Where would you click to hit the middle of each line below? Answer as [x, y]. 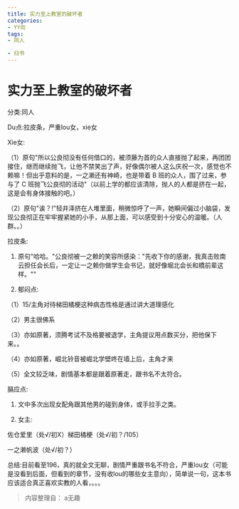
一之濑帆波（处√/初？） [42, 449]
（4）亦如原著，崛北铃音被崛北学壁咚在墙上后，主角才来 [91, 359]
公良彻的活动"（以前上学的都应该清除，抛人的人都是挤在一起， [138, 184]
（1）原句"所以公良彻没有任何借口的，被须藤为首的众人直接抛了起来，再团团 [119, 157]
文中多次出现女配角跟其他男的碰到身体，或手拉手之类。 [99, 404]
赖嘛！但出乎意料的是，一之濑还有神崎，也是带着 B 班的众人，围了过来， [114, 175]
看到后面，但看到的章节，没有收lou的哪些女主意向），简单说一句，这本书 [126, 473]
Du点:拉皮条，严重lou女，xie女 [52, 127]
